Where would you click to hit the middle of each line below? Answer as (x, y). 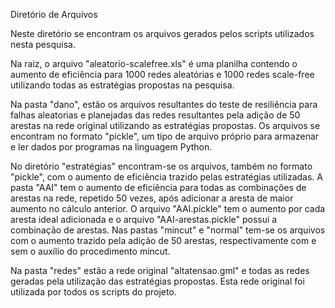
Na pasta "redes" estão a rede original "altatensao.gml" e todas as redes (160, 270)
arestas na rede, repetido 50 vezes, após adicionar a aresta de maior (152, 198)
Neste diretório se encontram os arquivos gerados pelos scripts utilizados (162, 33)
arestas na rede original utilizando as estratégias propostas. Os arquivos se (165, 125)
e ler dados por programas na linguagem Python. (111, 147)
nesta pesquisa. (43, 44)
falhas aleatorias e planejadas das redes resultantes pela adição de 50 (155, 115)
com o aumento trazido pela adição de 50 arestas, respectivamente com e (163, 240)
